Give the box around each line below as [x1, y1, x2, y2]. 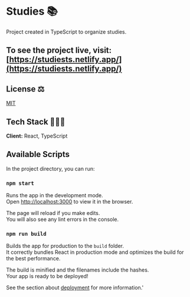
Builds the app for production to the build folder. [6, 243, 125, 250]
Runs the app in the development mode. [6, 192, 103, 199]
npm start [6, 179, 34, 187]
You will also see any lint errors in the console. [6, 216, 119, 223]
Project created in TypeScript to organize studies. [6, 28, 127, 35]
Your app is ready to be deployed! [6, 273, 89, 280]
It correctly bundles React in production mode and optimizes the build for [6, 249, 184, 256]
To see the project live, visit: [6, 45, 112, 56]
